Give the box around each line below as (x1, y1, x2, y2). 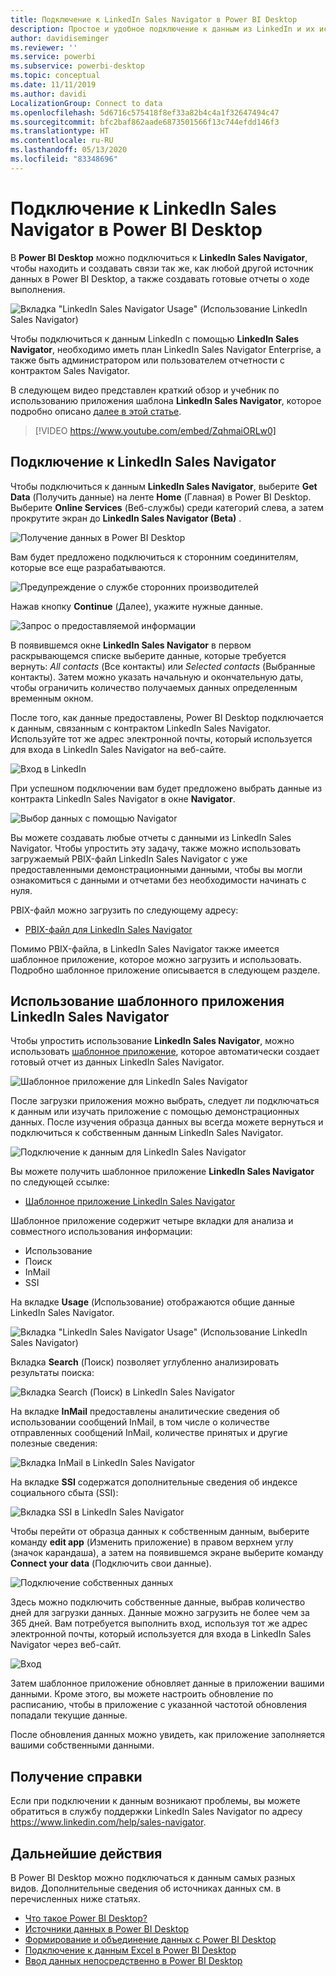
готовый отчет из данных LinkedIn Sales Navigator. (10, 1056, 225, 1068)
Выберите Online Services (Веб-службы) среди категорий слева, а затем (10, 501, 325, 513)
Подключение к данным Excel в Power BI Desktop (24, 1944, 237, 1956)
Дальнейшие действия (10, 1845, 163, 1862)
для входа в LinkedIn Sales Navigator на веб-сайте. (10, 743, 227, 755)
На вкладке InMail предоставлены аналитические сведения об (10, 1406, 280, 1418)
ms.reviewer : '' (10, 42, 78, 53)
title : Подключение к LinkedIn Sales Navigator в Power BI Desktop (10, 14, 298, 25)
